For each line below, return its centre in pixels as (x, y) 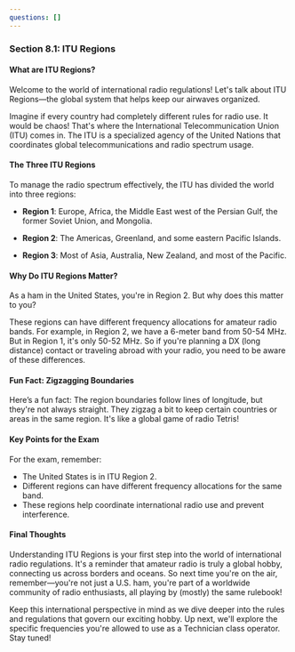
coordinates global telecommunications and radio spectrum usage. (132, 144)
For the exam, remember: (56, 459)
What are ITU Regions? (52, 70)
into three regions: (43, 194)
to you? (23, 305)
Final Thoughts (38, 535)
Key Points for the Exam (54, 439)
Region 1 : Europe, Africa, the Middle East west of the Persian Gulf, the (150, 211)
